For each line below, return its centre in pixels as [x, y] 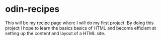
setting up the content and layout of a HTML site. [55, 33]
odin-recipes [32, 9]
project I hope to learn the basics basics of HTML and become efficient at [81, 28]
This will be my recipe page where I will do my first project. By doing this [80, 23]
